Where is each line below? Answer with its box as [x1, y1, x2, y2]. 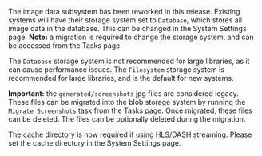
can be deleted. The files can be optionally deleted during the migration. [8, 114, 246, 123]
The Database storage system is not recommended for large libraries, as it [8, 56, 250, 66]
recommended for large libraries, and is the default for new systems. [8, 74, 234, 82]
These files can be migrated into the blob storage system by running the [8, 98, 246, 106]
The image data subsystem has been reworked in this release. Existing [8, 7, 240, 16]
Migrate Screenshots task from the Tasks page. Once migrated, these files [8, 106, 253, 115]
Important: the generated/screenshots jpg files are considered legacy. [8, 89, 239, 98]
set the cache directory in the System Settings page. [8, 138, 181, 147]
